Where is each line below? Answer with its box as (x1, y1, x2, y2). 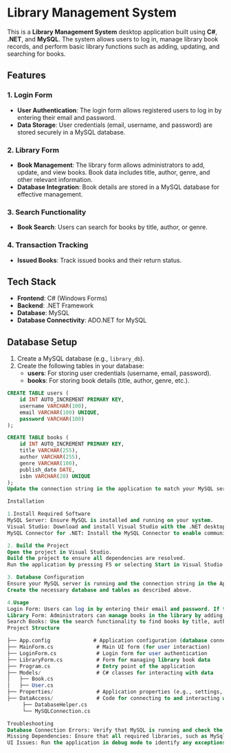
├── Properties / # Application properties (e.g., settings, (7, 688, 223, 696)
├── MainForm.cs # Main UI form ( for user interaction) (7, 643, 211, 651)
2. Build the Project (7, 542, 69, 549)
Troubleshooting (7, 720, 54, 727)
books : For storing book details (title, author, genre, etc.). (27, 376, 190, 385)
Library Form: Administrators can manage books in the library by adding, (7, 612, 226, 619)
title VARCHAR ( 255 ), (19, 447, 78, 454)
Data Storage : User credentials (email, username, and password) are (16, 121, 213, 129)
